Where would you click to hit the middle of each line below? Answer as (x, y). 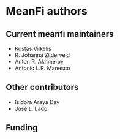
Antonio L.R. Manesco (43, 68)
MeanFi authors (47, 11)
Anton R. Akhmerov (39, 62)
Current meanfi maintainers (60, 34)
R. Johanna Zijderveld (42, 55)
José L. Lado (31, 108)
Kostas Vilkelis (33, 48)
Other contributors (42, 87)
